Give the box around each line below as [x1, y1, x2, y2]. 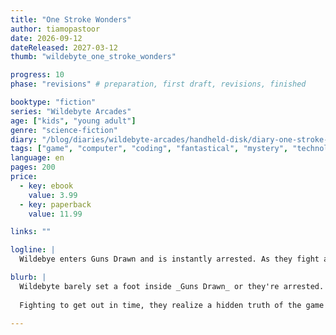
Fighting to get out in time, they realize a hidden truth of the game [19, 300, 325, 310]
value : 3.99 [28, 190, 78, 200]
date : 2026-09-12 [10, 33, 83, 43]
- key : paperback [19, 199, 92, 210]
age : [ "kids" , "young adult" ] [10, 116, 137, 126]
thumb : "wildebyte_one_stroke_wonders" [10, 52, 177, 62]
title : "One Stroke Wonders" [10, 14, 132, 25]
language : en [10, 153, 65, 163]
